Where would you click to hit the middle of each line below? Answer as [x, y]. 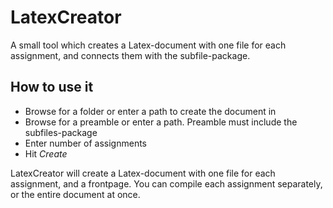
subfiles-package [61, 132]
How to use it [52, 87]
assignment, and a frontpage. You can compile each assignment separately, [166, 183]
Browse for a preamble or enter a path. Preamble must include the [161, 122]
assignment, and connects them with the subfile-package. [130, 55]
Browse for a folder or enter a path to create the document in [150, 111]
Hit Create [46, 153]
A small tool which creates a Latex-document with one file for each [148, 45]
